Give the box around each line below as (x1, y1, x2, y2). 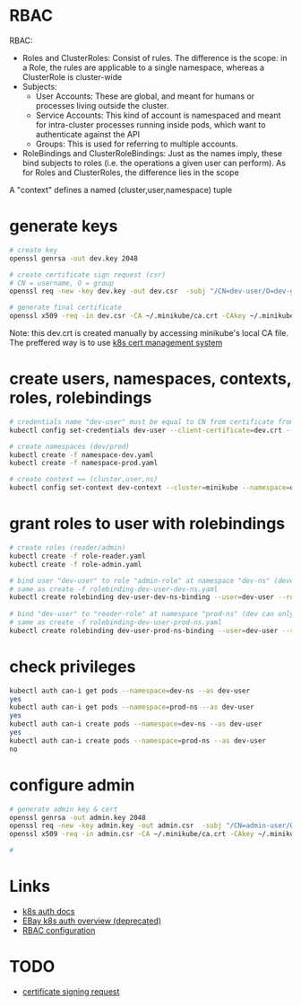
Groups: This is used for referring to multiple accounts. (35, 138, 238, 149)
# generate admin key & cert (9, 805, 118, 814)
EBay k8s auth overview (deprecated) (21, 915, 162, 926)
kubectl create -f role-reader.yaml (9, 552, 146, 560)
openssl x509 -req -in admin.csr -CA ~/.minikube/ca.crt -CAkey (9, 830, 254, 839)
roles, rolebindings (9, 388, 152, 409)
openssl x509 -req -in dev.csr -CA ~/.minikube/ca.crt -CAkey (9, 312, 246, 321)
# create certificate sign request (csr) (9, 270, 167, 279)
